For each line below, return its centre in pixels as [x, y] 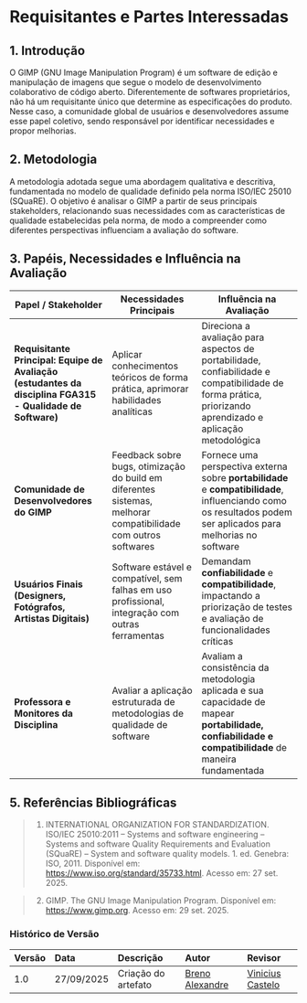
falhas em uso [142, 590]
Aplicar [127, 354]
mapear [218, 713]
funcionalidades [236, 630]
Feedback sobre [147, 454]
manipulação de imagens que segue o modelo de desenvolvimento [136, 82]
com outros [137, 535]
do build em [137, 477]
